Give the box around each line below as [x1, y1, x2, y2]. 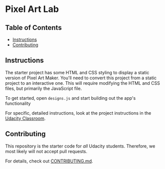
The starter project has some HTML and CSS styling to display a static [5, 69, 150, 75]
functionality [5, 100, 31, 106]
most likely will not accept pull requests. [5, 148, 88, 154]
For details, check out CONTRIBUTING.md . [5, 158, 93, 164]
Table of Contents [5, 23, 62, 32]
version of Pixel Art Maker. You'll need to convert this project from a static [5, 75, 157, 81]
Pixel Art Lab [5, 3, 59, 15]
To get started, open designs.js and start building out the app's [5, 95, 136, 101]
